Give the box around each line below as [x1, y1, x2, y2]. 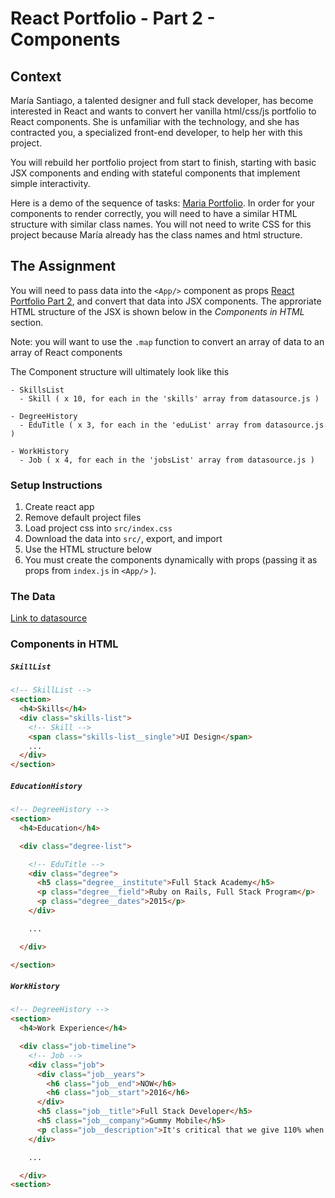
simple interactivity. [10, 178, 91, 189]
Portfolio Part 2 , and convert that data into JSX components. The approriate [10, 295, 322, 307]
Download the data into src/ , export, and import [24, 533, 223, 545]
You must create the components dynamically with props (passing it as [24, 554, 318, 566]
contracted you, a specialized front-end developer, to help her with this [10, 127, 303, 138]
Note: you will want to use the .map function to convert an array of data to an [10, 335, 325, 347]
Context [10, 68, 62, 85]
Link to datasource [10, 612, 88, 624]
